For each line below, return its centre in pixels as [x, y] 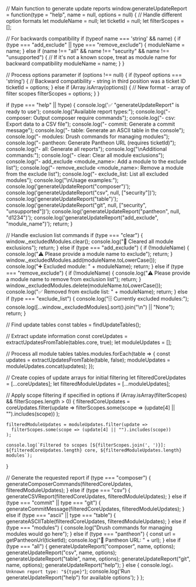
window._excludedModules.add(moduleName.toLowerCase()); [81, 260]
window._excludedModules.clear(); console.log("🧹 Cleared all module [90, 241]
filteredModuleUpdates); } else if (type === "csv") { [68, 490]
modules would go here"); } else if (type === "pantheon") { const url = [91, 534]
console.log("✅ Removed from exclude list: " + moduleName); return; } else [97, 292]
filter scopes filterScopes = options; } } [53, 94]
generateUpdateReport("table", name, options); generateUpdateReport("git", [98, 559]
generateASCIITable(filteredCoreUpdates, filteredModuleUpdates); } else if [96, 521]
